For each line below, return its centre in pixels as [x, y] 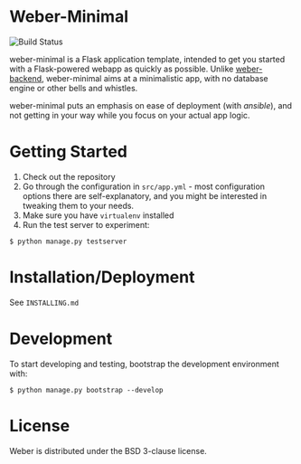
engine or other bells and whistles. [74, 88]
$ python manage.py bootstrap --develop [87, 390]
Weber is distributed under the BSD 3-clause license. [108, 450]
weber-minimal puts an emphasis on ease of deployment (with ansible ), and [150, 105]
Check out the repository [69, 176]
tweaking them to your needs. [78, 205]
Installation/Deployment [102, 277]
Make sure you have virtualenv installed [98, 215]
